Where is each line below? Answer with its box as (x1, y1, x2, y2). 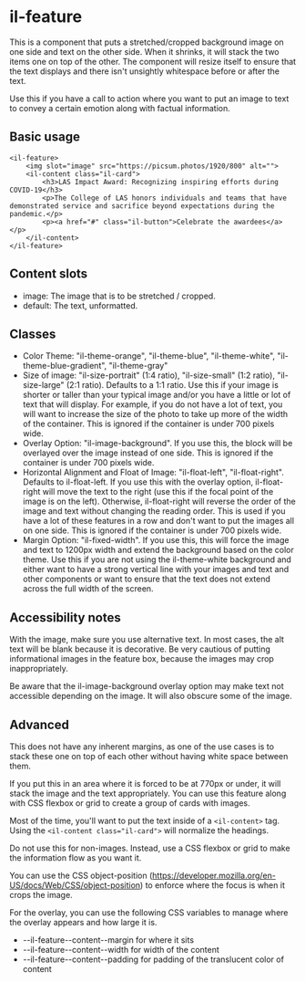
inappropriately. (9, 663, 68, 674)
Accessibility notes (9, 610, 121, 625)
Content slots (9, 266, 88, 282)
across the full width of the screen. (22, 583, 154, 594)
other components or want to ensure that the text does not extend (22, 573, 271, 585)
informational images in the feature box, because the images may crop (9, 653, 275, 664)
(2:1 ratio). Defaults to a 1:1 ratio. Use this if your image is (66, 380, 280, 391)
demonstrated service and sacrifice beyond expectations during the (9, 201, 275, 211)
